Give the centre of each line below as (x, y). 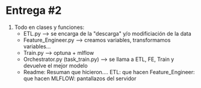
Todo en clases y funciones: (49, 27)
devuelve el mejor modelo (55, 65)
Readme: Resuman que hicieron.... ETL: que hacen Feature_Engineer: (109, 72)
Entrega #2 (34, 11)
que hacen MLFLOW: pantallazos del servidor (80, 78)
